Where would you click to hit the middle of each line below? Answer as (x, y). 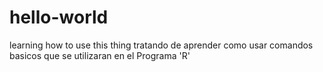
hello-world (59, 17)
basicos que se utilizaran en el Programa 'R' (100, 55)
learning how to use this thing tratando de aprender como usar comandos (161, 45)
